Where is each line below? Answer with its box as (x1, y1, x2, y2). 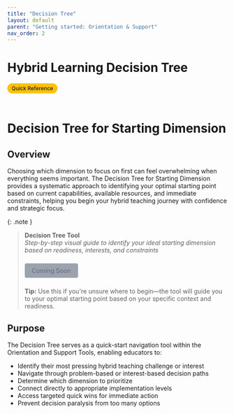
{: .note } (7, 217, 33, 226)
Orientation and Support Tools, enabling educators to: (7, 348, 162, 357)
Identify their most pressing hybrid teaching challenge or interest (17, 362, 205, 370)
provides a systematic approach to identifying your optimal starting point (7, 182, 217, 190)
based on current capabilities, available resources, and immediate (7, 190, 197, 198)
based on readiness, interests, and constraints (24, 246, 159, 255)
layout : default (7, 17, 54, 24)
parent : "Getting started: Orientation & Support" (7, 23, 158, 30)
